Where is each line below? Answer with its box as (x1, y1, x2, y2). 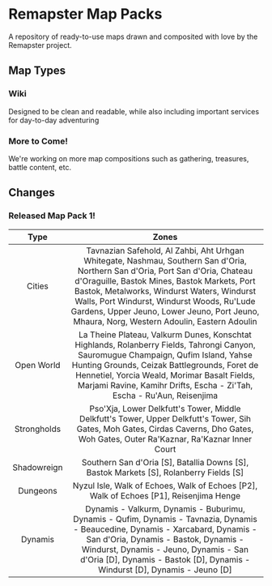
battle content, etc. (8, 162, 71, 172)
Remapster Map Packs (8, 5, 163, 24)
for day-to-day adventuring (8, 115, 100, 125)
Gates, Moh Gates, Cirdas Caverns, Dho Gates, (76, 423, 254, 434)
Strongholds (14, 423, 62, 434)
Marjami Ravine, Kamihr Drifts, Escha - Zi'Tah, (77, 379, 253, 391)
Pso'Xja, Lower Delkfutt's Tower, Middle (88, 403, 241, 414)
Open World (15, 359, 61, 370)
